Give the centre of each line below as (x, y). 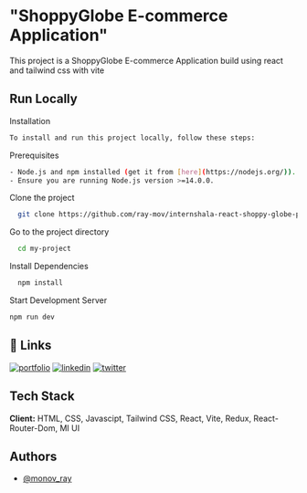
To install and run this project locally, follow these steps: (132, 138)
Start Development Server (58, 300)
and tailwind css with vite (57, 70)
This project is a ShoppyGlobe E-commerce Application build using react (146, 60)
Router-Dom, (34, 428)
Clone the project (42, 198)
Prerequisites (34, 155)
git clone (36, 215)
